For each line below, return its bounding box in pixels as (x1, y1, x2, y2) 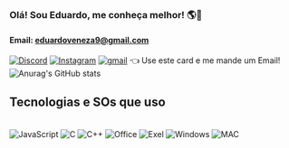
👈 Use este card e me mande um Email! (130, 55, 281, 66)
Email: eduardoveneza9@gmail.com (9, 34, 149, 45)
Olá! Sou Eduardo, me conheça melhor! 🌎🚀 (9, 8, 203, 21)
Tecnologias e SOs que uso (9, 94, 166, 109)
